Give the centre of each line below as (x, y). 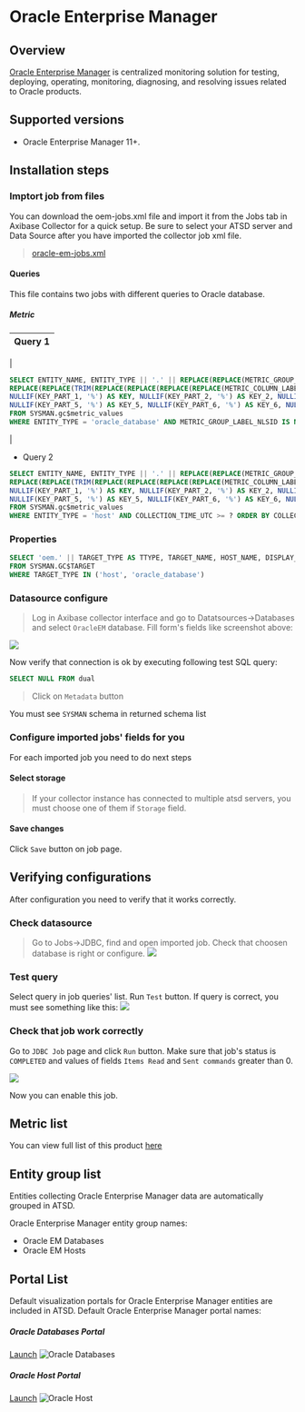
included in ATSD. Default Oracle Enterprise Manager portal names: (135, 1311)
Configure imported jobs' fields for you (97, 738)
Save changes (37, 829)
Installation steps (59, 170)
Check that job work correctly (76, 1031)
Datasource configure (59, 599)
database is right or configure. (88, 954)
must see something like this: (64, 1008)
